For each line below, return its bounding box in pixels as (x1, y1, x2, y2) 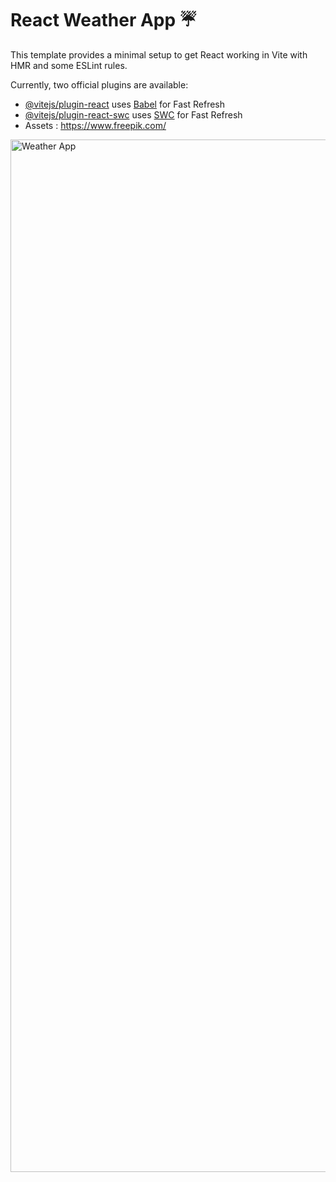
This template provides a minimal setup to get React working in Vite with (10, 48, 308, 61)
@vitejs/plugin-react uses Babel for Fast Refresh (24, 98, 226, 110)
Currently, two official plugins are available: (10, 78, 189, 91)
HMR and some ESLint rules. (10, 59, 128, 71)
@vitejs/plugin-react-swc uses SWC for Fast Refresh (24, 108, 243, 121)
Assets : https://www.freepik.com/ (24, 119, 167, 131)
